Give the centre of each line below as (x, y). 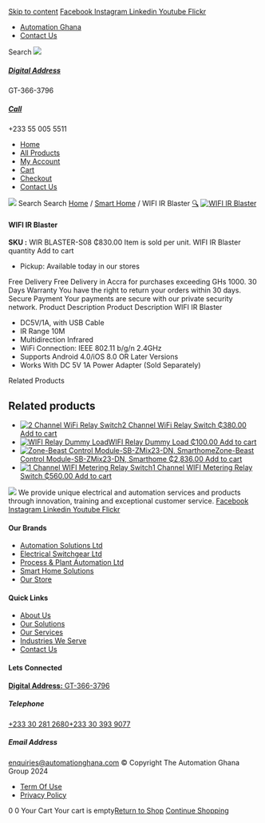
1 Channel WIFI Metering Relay (202, 467)
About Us (36, 615)
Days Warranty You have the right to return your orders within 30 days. (125, 290)
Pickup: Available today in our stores (79, 266)
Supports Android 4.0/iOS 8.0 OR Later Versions (99, 357)
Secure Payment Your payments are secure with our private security (121, 299)
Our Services (42, 632)
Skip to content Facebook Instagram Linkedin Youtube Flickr (107, 12)
